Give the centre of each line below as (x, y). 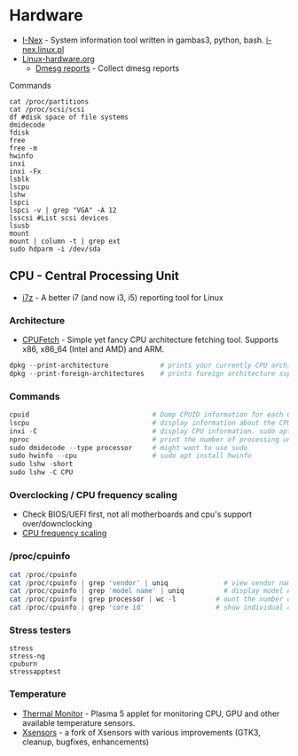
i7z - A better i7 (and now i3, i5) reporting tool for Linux (122, 297)
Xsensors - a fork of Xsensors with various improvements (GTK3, (141, 732)
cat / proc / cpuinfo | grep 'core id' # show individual (146, 608)
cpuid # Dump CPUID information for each (146, 415)
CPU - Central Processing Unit (94, 276)
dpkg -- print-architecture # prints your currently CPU (138, 366)
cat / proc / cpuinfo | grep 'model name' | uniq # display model (146, 591)
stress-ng (27, 657)
